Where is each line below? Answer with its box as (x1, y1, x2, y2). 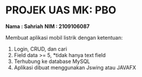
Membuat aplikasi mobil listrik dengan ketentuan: (5, 34, 123, 41)
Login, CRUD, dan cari (13, 45, 68, 52)
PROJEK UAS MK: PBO (5, 3, 117, 17)
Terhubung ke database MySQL (13, 58, 91, 65)
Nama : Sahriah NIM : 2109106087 (5, 23, 90, 30)
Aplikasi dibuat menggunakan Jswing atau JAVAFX (13, 64, 136, 71)
